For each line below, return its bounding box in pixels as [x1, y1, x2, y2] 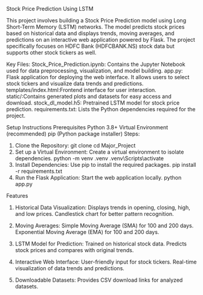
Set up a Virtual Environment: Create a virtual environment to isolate [14, 148, 184, 155]
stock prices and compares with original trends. [14, 247, 134, 253]
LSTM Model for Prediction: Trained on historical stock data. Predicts [14, 240, 187, 247]
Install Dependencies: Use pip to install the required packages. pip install [14, 161, 196, 168]
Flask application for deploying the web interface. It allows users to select [6, 74, 190, 80]
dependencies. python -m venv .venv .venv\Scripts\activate [14, 155, 164, 162]
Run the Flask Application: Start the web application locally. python [14, 174, 182, 181]
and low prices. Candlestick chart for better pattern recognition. [14, 210, 174, 217]
